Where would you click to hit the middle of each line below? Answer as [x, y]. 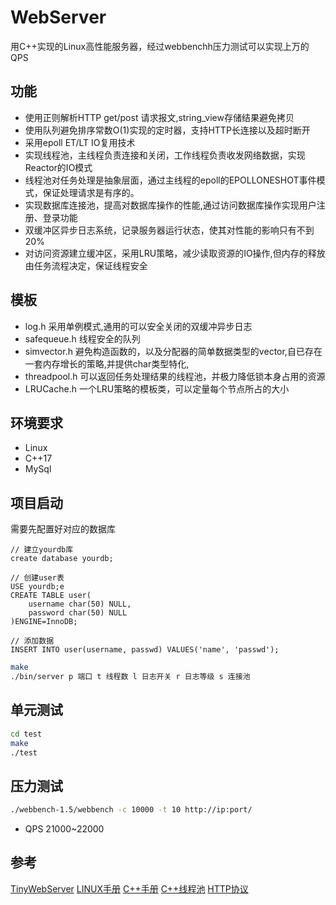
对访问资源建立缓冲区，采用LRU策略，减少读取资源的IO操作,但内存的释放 [175, 253]
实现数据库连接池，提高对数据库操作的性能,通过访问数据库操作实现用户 [170, 205]
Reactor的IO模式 [58, 167]
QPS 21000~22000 [64, 829]
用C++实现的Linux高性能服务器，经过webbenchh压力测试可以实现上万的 [160, 46]
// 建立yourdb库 [42, 550]
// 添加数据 [32, 641]
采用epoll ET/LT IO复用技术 [80, 142]
